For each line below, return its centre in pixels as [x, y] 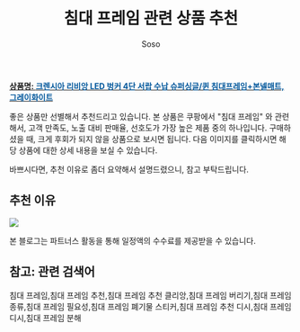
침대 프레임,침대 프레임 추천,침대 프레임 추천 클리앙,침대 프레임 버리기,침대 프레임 [150, 295]
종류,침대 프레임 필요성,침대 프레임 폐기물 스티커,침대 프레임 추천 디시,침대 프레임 [150, 306]
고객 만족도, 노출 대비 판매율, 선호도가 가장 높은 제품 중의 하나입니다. [148, 128]
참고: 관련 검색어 [53, 272]
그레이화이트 [31, 97]
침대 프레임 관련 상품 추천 [151, 18]
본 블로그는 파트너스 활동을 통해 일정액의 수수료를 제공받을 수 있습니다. [132, 240]
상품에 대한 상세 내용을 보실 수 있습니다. [88, 150]
